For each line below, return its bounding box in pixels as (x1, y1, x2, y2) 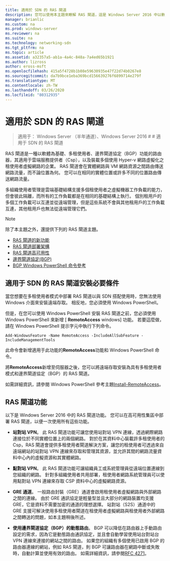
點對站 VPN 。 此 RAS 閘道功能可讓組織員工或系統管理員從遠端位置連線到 (12, 465, 164, 471)
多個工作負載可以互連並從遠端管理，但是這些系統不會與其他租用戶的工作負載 (5, 199, 165, 205)
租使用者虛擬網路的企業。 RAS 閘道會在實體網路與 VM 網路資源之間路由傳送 (5, 163, 163, 169)
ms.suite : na (5, 36, 33, 41)
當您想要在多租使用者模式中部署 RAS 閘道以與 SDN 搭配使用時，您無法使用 (5, 293, 162, 299)
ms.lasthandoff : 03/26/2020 (5, 87, 65, 93)
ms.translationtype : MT (5, 78, 56, 83)
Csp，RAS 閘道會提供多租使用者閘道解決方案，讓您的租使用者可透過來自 (12, 442, 164, 448)
